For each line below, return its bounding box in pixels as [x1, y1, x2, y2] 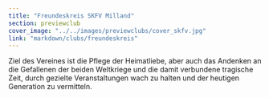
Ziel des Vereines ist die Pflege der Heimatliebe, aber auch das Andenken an [8, 56, 262, 66]
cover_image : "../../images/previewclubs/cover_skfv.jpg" [8, 27, 206, 35]
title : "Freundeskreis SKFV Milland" [8, 11, 135, 20]
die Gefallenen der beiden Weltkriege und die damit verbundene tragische [8, 65, 254, 75]
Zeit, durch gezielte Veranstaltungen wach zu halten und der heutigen [8, 73, 239, 83]
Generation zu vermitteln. [8, 82, 92, 92]
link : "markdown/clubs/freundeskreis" [8, 34, 138, 43]
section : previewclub [8, 19, 81, 27]
